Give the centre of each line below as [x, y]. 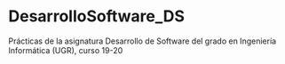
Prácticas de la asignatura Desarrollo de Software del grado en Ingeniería [142, 41]
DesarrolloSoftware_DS [97, 16]
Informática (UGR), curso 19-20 [66, 50]
